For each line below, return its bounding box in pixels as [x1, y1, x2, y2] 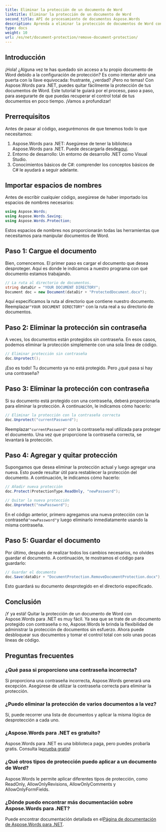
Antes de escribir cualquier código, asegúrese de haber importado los [5, 194, 148, 200]
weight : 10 [5, 30, 28, 35]
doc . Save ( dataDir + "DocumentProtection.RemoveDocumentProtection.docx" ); [5, 574, 163, 579]
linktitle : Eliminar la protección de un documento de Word [5, 12, 132, 17]
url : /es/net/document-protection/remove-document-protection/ [5, 35, 138, 40]
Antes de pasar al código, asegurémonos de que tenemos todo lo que [5, 125, 147, 131]
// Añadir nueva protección [5, 484, 63, 489]
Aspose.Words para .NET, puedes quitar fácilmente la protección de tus [5, 82, 151, 88]
